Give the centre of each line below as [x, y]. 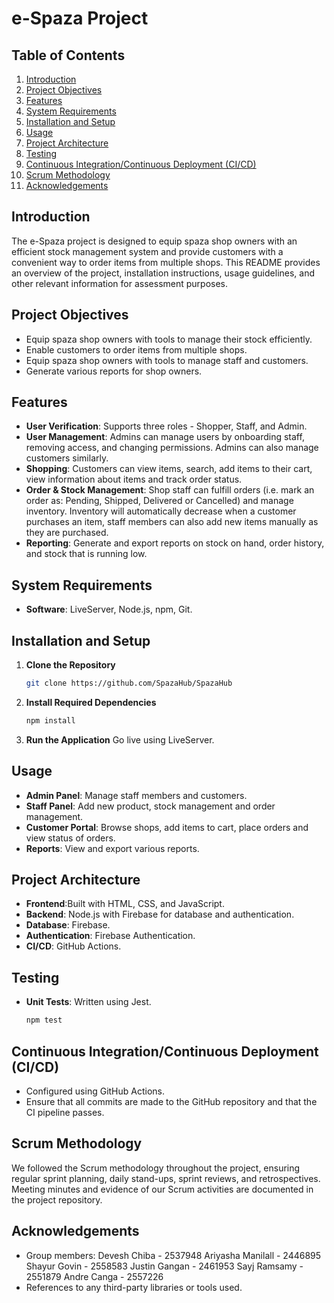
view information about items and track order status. [134, 479]
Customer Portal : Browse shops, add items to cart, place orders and [167, 827]
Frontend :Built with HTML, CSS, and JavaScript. [125, 904]
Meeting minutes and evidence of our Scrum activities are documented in [162, 1189]
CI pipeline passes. [65, 1112]
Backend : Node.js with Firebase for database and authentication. [160, 914]
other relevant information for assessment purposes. [120, 283]
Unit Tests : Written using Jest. [88, 1002]
